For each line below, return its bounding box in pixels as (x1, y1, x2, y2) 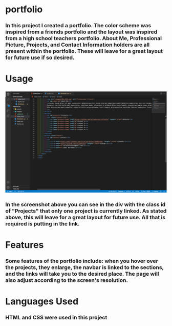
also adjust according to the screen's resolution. (5, 277, 128, 284)
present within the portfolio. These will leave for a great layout (5, 48, 163, 55)
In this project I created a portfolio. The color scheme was (5, 22, 152, 29)
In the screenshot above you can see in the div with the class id (5, 201, 166, 208)
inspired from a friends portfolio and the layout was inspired (5, 28, 158, 35)
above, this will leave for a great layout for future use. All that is (5, 214, 165, 221)
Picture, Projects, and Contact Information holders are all (5, 41, 150, 48)
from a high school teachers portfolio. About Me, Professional (5, 35, 162, 42)
